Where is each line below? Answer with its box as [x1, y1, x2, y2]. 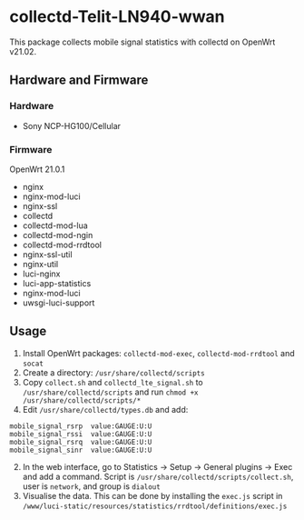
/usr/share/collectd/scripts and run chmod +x [22, 386, 199, 397]
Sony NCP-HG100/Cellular [22, 120, 121, 131]
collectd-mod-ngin [22, 229, 93, 240]
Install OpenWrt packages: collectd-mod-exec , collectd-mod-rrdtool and [22, 347, 295, 358]
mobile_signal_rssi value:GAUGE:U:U [9, 429, 152, 438]
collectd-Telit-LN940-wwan [9, 6, 225, 27]
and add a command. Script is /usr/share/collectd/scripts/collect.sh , [22, 471, 294, 482]
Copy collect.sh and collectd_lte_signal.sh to [22, 376, 203, 387]
